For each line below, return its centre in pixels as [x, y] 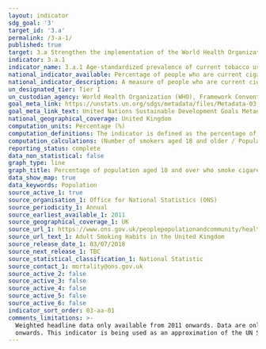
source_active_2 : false [47, 274]
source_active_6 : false [47, 303]
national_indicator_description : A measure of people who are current [127, 82]
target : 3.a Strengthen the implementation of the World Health [116, 52]
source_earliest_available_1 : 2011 [67, 215]
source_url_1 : [32, 230]
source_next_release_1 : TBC [55, 251]
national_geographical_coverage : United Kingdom [90, 119]
